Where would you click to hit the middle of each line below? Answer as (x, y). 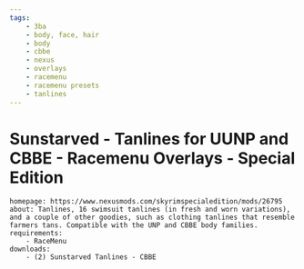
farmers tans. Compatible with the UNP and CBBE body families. (134, 225)
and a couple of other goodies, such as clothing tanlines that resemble (152, 218)
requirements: (36, 234)
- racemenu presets (63, 85)
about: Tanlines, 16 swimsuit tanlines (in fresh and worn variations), (150, 210)
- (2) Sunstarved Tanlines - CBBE (91, 257)
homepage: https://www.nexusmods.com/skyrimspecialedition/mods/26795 (146, 202)
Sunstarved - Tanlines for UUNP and (149, 139)
